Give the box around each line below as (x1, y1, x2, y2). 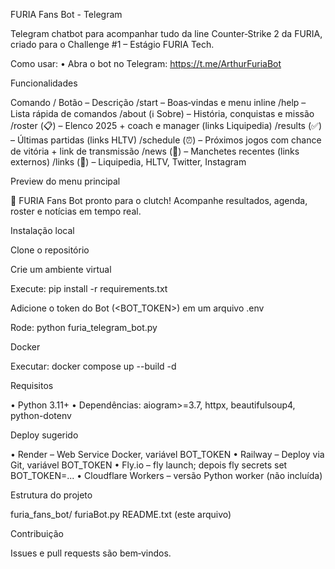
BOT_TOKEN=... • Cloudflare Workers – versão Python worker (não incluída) (10, 470, 323, 481)
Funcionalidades (10, 77, 78, 89)
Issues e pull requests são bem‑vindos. (10, 547, 172, 559)
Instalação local (10, 225, 75, 236)
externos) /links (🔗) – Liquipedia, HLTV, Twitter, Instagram (10, 156, 247, 168)
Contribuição (10, 528, 64, 539)
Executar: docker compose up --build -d (10, 360, 177, 372)
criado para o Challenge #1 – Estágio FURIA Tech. (10, 39, 215, 50)
